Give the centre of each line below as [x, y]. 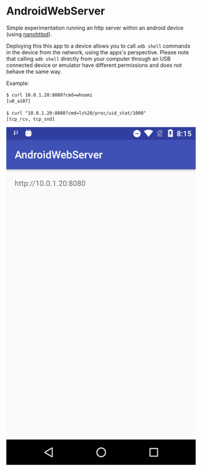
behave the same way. [34, 71]
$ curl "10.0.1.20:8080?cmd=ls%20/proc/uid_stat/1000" [76, 113]
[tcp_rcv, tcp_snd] [31, 119]
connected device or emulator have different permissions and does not [94, 65]
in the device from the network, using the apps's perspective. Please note [98, 52]
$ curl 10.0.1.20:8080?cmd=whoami [50, 95]
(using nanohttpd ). [29, 34]
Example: [18, 83]
